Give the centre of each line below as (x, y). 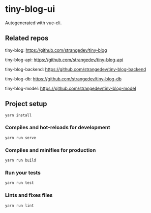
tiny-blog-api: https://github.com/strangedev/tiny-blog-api (64, 60)
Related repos (27, 38)
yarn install (18, 115)
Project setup (26, 104)
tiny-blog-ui (30, 9)
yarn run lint (20, 206)
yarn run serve (21, 138)
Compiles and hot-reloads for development (58, 128)
